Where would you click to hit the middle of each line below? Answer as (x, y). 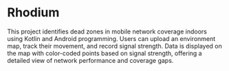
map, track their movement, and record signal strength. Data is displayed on (115, 46)
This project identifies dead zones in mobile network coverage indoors (107, 31)
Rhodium (33, 13)
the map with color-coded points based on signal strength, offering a (105, 53)
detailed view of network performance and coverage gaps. (90, 60)
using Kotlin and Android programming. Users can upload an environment (111, 38)
